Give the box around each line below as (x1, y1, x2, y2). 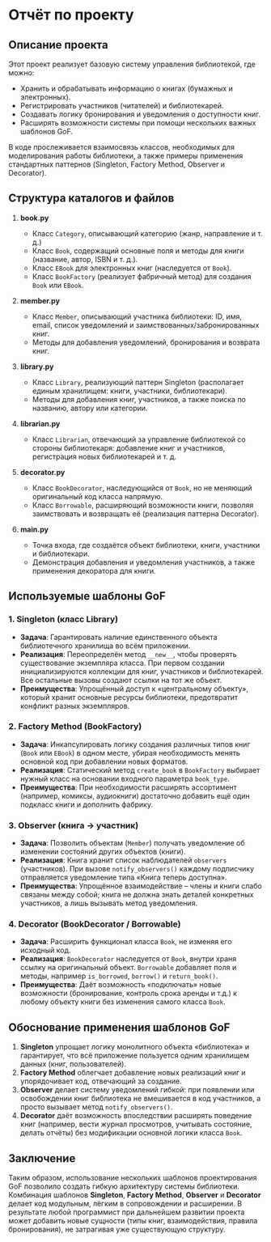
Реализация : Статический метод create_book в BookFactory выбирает (19, 765, 260, 774)
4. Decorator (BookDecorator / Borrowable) (8, 918, 181, 930)
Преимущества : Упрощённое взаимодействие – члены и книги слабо (19, 881, 263, 891)
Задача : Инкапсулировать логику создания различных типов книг (19, 739, 251, 749)
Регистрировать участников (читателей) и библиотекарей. (19, 101, 224, 110)
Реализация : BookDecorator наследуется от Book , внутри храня (19, 954, 237, 964)
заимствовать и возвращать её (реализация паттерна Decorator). (32, 508, 260, 519)
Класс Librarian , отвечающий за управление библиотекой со (32, 434, 246, 444)
